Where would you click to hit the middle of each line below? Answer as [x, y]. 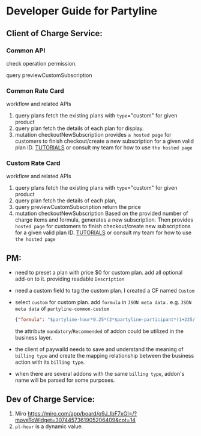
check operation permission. [41, 63]
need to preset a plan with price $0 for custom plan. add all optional [99, 273]
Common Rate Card [35, 90]
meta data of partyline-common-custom [62, 309]
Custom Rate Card [33, 163]
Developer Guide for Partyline [82, 11]
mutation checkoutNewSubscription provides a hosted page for [93, 135]
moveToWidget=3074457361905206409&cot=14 [75, 420]
